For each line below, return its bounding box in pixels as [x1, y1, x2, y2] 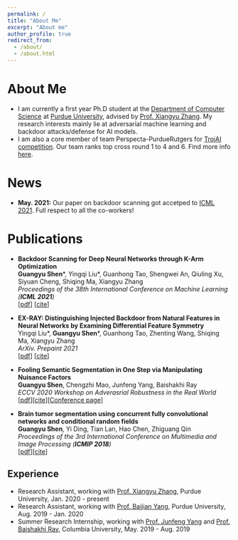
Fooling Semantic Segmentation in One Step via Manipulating [17, 365, 202, 374]
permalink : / [7, 10, 46, 18]
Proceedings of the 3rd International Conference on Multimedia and [17, 432, 217, 440]
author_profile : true [7, 30, 72, 38]
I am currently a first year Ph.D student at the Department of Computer [17, 104, 225, 113]
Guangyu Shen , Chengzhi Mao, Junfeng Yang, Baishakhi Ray [17, 380, 198, 389]
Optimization [17, 261, 58, 271]
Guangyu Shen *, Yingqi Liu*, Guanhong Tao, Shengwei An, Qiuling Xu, [17, 269, 224, 278]
